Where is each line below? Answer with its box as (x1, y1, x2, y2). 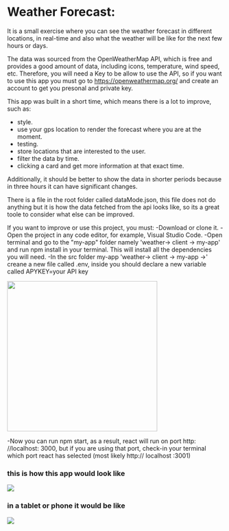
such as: (7, 104, 32, 113)
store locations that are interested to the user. (16, 147, 146, 155)
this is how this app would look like (7, 468, 125, 478)
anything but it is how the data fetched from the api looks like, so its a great (7, 203, 220, 211)
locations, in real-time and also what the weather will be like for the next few (7, 34, 223, 42)
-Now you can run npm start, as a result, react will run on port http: (7, 437, 197, 445)
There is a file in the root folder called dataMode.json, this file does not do (7, 195, 216, 203)
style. (16, 117, 33, 126)
